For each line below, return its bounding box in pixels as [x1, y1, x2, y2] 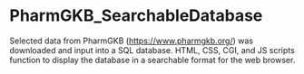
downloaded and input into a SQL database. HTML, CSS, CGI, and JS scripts [9, 44, 295, 55]
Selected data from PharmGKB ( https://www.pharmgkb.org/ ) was [9, 35, 254, 46]
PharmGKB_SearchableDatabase [9, 5, 263, 26]
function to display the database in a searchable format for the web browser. [9, 54, 296, 65]
